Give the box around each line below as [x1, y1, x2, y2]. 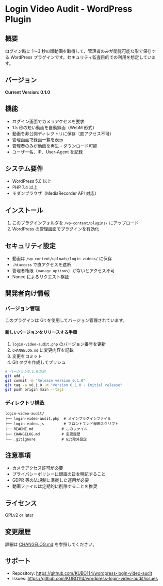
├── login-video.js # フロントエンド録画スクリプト [5, 421, 119, 426]
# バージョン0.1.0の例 [5, 369, 46, 374]
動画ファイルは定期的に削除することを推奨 [12, 483, 98, 489]
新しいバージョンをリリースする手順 [5, 329, 78, 335]
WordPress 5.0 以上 [12, 178, 52, 184]
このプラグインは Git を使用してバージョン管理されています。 [5, 317, 127, 323]
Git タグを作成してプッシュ [12, 359, 66, 365]
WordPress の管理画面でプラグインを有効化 [12, 226, 99, 232]
